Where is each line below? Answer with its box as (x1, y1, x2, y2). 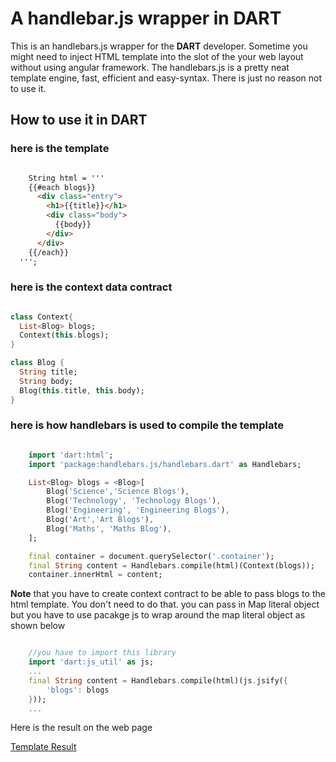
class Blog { (10, 358, 65, 368)
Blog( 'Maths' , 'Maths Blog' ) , (46, 523, 172, 534)
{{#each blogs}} (28, 182, 97, 192)
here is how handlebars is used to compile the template (10, 418, 285, 432)
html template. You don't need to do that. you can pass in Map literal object (10, 598, 320, 611)
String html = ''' (28, 173, 105, 183)
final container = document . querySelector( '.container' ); (28, 551, 275, 561)
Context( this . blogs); (19, 330, 110, 341)
